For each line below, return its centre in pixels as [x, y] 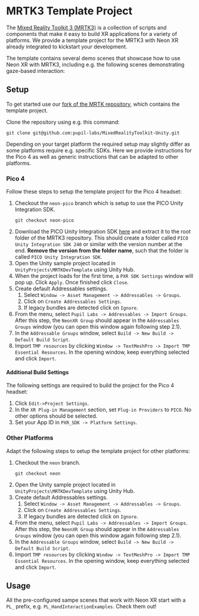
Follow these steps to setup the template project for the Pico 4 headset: [94, 192]
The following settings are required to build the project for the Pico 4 [90, 385]
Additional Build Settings [38, 372]
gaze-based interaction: [36, 71]
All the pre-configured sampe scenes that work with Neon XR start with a [96, 600]
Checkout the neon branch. [47, 462]
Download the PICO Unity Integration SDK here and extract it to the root [102, 232]
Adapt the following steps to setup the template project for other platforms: [98, 451]
